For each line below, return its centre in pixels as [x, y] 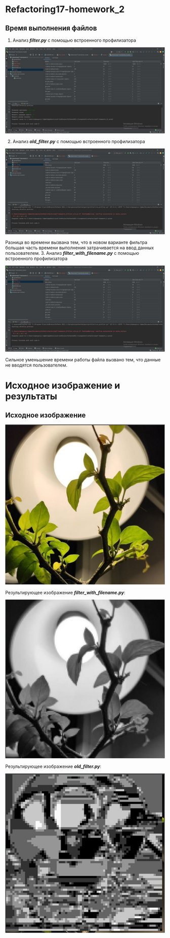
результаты [31, 396]
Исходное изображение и [63, 386]
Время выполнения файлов [51, 28]
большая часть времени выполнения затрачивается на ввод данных [80, 248]
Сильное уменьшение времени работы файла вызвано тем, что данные [83, 360]
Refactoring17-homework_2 [65, 9]
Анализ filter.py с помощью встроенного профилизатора [74, 40]
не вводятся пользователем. [36, 365]
